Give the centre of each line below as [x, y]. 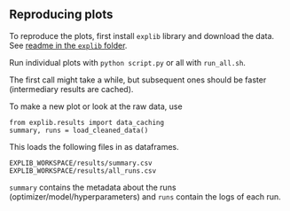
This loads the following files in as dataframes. [94, 146]
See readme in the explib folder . [68, 45]
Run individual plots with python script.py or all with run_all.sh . [128, 62]
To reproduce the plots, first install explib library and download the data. [142, 35]
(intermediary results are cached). [71, 89]
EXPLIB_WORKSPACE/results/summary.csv [81, 163]
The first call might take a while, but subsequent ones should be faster [138, 80]
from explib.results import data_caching [87, 122]
